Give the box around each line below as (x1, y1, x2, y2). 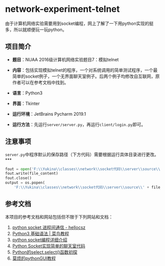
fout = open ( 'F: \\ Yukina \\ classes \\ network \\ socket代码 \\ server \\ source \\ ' (5, 167, 163, 172)
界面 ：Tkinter (12, 100, 40, 106)
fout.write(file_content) (5, 171, 58, 176)
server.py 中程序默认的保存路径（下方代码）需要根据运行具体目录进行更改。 (5, 151, 159, 157)
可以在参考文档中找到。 (21, 79, 69, 85)
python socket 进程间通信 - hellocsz (12, 224, 86, 230)
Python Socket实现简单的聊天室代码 (12, 243, 85, 249)
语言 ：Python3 (12, 90, 43, 96)
